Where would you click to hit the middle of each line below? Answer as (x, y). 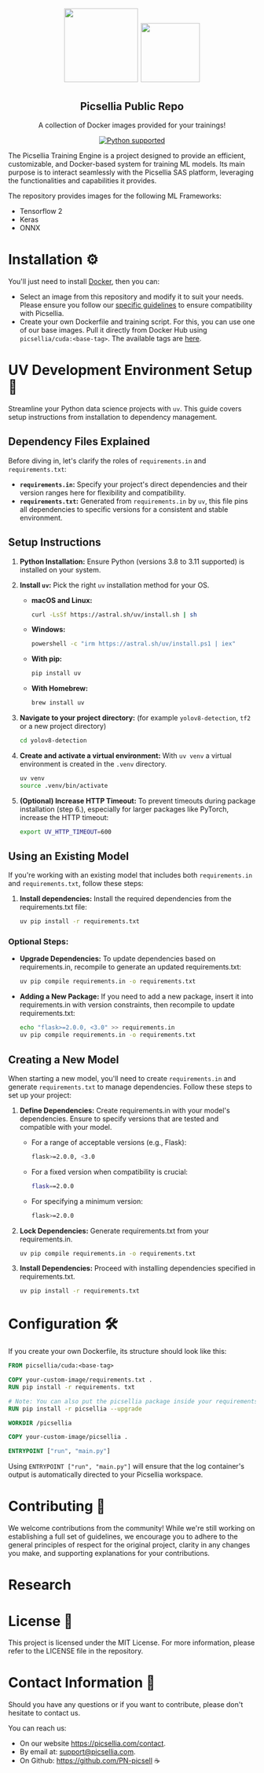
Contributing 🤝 (57, 1506)
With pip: (47, 659)
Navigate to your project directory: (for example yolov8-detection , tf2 (135, 718)
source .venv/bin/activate (64, 785)
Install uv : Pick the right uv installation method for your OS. (114, 585)
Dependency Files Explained (79, 441)
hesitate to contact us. (44, 1713)
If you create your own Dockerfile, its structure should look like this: (117, 1352)
